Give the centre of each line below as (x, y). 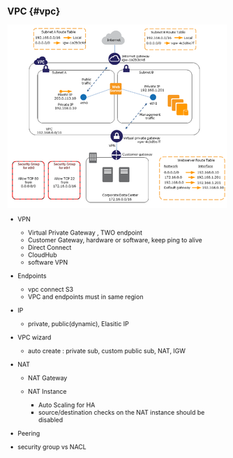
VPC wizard (34, 337)
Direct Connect (50, 247)
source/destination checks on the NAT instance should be (121, 412)
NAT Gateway (47, 378)
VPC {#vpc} (34, 12)
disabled (51, 420)
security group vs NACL (52, 447)
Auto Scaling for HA (67, 405)
